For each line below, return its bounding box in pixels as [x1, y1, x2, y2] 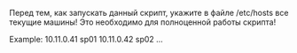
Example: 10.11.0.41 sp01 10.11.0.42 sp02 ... [9, 34, 164, 44]
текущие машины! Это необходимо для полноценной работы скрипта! [9, 17, 277, 27]
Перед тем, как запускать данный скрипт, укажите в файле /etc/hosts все [9, 8, 289, 18]
